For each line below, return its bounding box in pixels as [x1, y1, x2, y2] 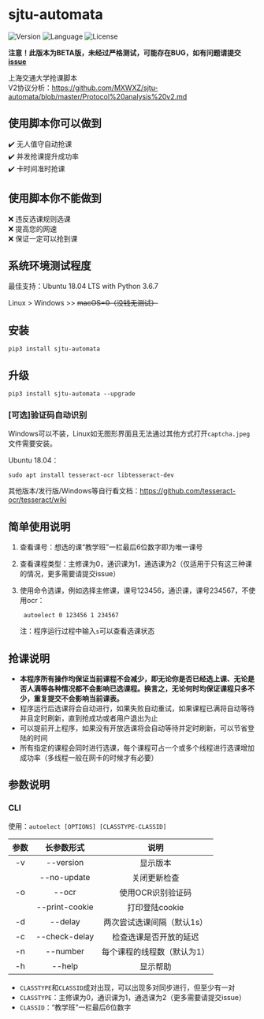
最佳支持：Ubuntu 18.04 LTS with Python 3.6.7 [8, 282, 159, 291]
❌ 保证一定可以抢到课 [8, 234, 78, 243]
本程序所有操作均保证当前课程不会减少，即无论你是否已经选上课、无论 [19, 673, 248, 684]
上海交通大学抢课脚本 [8, 73, 77, 82]
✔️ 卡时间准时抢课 [8, 163, 65, 173]
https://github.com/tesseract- [139, 486, 236, 496]
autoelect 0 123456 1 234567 [23, 612, 120, 620]
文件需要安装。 [8, 439, 57, 448]
